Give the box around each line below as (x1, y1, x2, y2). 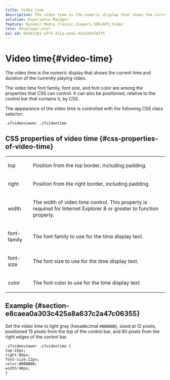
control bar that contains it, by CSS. (5, 95, 79, 101)
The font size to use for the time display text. (32, 257, 139, 264)
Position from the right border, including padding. (32, 180, 150, 187)
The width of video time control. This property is (32, 198, 148, 205)
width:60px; (5, 366, 30, 371)
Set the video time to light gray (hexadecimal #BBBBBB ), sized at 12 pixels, (5, 323, 156, 329)
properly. (32, 211, 55, 218)
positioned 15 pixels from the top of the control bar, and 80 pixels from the (5, 328, 160, 334)
